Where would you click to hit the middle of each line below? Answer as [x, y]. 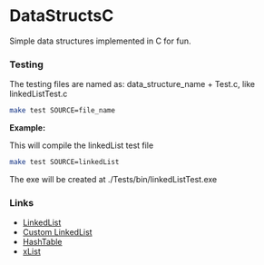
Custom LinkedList [57, 232]
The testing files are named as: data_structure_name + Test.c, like [132, 84]
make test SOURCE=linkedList [64, 162]
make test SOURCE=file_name [63, 111]
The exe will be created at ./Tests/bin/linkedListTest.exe [113, 179]
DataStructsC [62, 16]
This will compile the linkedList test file [82, 145]
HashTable [42, 242]
